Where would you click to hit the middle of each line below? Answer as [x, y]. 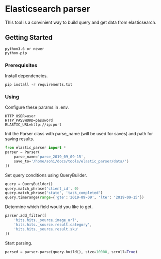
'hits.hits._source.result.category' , [53, 225]
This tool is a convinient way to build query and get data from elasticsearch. [81, 22]
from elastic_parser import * [36, 148]
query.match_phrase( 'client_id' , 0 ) [42, 188]
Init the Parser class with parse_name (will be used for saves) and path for [79, 134]
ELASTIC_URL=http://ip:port [33, 125]
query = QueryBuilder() [29, 184]
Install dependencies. [26, 76]
